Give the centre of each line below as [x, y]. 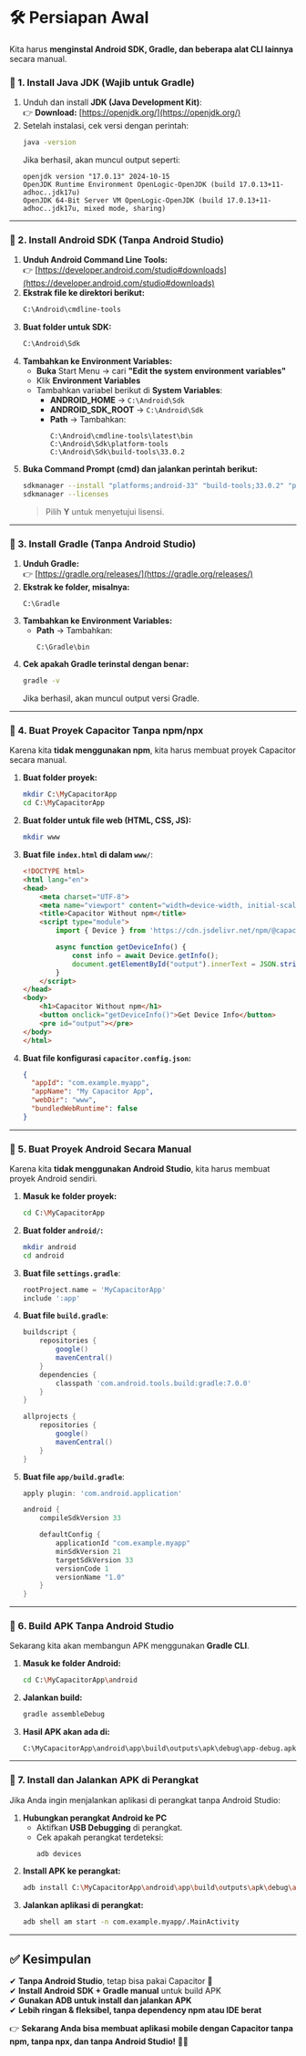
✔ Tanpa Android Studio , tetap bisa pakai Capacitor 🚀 [111, 1980]
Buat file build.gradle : [66, 1316]
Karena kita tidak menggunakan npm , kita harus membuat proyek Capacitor [153, 750]
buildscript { [49, 1332]
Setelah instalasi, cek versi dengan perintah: [106, 126]
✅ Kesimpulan [51, 1959]
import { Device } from [101, 931]
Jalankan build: [52, 1697]
